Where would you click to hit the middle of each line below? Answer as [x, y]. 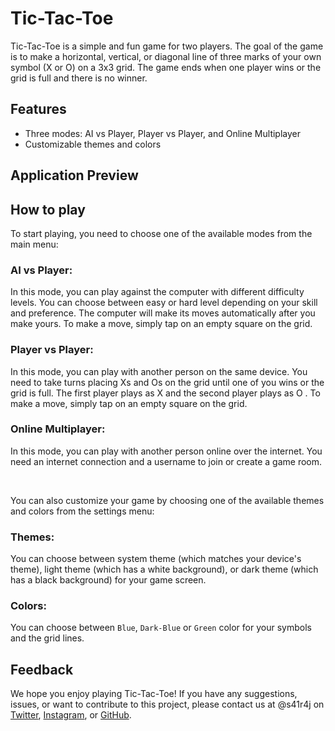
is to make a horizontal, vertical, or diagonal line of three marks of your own [166, 56]
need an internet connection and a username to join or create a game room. [166, 461]
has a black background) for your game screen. [108, 580]
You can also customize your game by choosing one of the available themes [167, 500]
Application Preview [74, 175]
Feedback [42, 669]
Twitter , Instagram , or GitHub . [71, 715]
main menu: [34, 244]
